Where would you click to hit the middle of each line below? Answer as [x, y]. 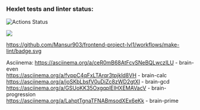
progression [21, 94]
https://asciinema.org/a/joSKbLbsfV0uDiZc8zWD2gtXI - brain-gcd [88, 82]
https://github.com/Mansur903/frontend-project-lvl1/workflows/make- [93, 45]
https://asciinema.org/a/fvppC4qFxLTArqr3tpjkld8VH [71, 75]
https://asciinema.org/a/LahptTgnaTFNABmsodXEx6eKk [75, 101]
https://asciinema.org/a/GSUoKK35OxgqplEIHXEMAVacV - [78, 88]
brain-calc [154, 75]
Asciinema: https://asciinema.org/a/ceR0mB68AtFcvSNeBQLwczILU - [92, 63]
